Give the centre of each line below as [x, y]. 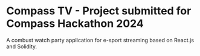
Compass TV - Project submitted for [99, 11]
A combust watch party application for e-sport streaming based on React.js [100, 40]
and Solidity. [22, 46]
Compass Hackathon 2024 [75, 24]
